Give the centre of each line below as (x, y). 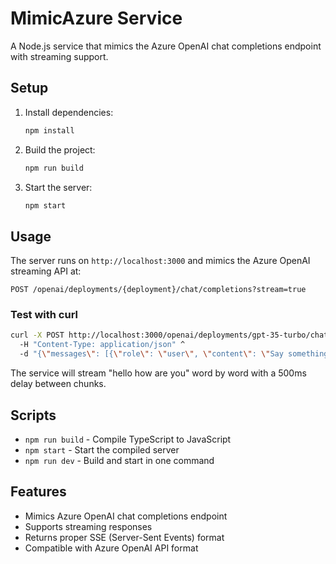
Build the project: (60, 149)
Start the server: (58, 187)
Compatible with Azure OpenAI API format (111, 548)
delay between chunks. (58, 384)
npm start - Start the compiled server (102, 449)
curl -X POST (37, 335)
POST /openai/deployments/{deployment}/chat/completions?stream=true (158, 290)
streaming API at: (46, 271)
